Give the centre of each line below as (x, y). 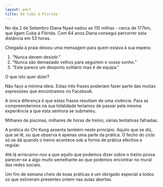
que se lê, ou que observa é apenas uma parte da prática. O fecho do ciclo (80, 135)
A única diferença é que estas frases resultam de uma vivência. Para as (77, 100)
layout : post (18, 9)
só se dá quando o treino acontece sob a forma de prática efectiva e (74, 140)
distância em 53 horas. (28, 38)
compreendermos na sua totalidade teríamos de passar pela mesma (73, 106)
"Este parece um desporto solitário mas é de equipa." (66, 67)
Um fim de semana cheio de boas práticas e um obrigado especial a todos (80, 174)
